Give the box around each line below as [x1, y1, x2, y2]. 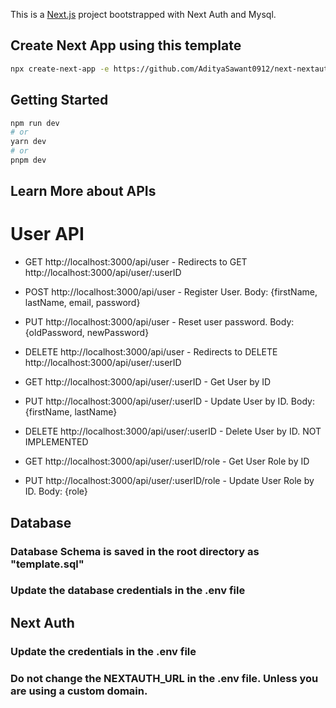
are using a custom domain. [10, 684, 148, 698]
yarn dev [10, 137, 47, 147]
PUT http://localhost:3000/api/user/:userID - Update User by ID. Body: [24, 395, 315, 408]
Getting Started [10, 92, 109, 109]
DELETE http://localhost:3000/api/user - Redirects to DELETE [24, 346, 278, 358]
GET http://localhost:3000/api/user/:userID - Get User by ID [24, 376, 272, 388]
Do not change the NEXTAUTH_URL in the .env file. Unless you [10, 671, 319, 685]
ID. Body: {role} [24, 485, 88, 498]
